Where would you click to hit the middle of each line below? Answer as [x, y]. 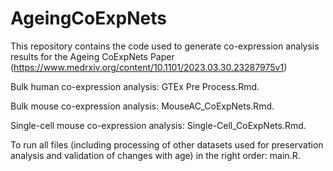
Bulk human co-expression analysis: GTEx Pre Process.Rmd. [135, 86]
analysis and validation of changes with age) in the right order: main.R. [155, 155]
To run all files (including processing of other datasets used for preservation [167, 144]
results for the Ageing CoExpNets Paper [92, 56]
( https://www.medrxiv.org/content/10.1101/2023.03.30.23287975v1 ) [149, 67]
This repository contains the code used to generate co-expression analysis [165, 46]
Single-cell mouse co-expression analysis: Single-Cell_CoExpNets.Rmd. [158, 125]
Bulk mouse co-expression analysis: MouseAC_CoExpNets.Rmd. [142, 106]
